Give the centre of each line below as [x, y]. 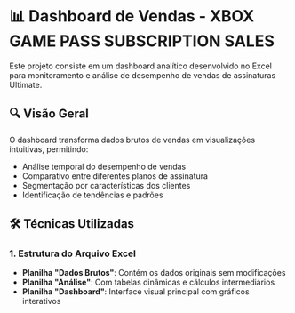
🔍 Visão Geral [49, 114]
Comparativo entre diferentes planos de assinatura [115, 176]
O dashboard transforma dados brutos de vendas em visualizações [132, 140]
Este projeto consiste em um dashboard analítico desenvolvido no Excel [141, 66]
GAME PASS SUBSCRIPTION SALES [142, 41]
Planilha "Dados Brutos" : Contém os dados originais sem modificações [154, 273]
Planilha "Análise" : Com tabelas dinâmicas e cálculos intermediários [148, 282]
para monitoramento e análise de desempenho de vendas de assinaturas [143, 75]
